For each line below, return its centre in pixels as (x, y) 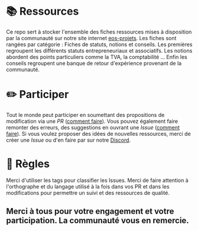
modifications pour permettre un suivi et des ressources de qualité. (88, 193)
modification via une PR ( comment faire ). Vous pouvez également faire (92, 121)
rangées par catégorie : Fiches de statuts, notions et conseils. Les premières (99, 44)
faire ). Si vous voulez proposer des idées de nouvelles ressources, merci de (98, 134)
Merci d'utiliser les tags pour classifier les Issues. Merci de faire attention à (98, 180)
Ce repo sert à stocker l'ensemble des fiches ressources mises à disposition (99, 32)
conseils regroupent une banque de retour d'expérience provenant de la (94, 63)
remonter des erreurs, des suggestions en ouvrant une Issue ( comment (93, 127)
